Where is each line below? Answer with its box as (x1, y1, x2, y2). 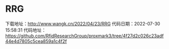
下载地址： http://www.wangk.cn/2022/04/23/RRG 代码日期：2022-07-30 (5, 20, 160, 27)
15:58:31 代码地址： (5, 27, 46, 33)
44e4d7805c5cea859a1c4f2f (5, 38, 67, 44)
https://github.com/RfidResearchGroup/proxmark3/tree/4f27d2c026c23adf (5, 33, 164, 39)
